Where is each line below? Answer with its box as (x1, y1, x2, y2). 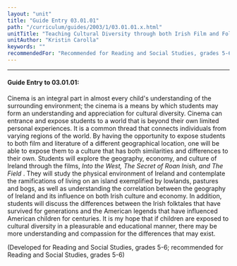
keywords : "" (7, 43, 46, 50)
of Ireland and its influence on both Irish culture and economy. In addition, (7, 192, 222, 200)
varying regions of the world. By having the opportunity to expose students (7, 132, 226, 140)
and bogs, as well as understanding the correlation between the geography (7, 185, 226, 193)
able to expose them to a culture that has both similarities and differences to (7, 146, 229, 156)
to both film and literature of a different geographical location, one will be (7, 139, 220, 148)
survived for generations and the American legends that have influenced (7, 207, 219, 216)
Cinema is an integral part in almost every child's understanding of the (7, 94, 212, 103)
